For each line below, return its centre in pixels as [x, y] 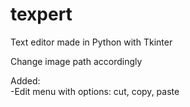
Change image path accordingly [76, 61]
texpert [41, 14]
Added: [25, 80]
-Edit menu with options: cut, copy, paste [95, 91]
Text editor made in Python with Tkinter [91, 42]
